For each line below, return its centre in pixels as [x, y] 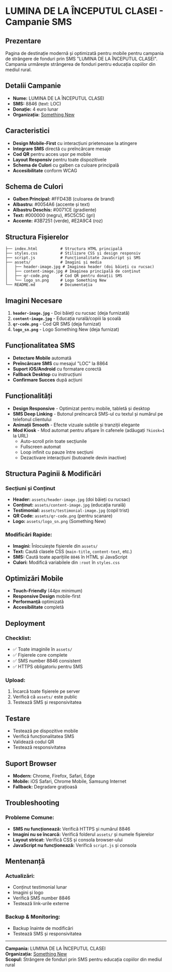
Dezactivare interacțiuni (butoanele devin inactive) [73, 457]
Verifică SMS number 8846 [41, 898]
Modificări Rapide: [29, 535]
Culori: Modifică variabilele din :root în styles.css [66, 562]
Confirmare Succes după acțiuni [48, 380]
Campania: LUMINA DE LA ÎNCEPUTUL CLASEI [56, 948]
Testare [18, 718]
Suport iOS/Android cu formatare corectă [57, 369]
